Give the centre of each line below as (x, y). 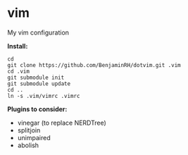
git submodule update (39, 83)
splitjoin (29, 130)
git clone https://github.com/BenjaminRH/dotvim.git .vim (94, 65)
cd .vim (19, 71)
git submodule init (36, 77)
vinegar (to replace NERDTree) (62, 123)
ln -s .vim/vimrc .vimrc (44, 96)
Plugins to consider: (37, 109)
